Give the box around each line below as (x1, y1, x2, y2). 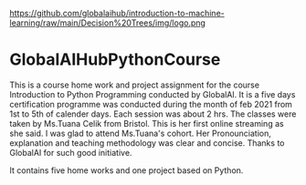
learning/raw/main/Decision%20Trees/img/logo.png (9, 17, 206, 28)
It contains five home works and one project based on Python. (9, 164, 244, 176)
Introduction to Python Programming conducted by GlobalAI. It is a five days (9, 88, 296, 99)
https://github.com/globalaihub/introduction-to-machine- (9, 8, 226, 18)
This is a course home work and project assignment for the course (9, 79, 260, 90)
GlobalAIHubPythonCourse (9, 49, 221, 70)
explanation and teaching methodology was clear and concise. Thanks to (9, 137, 285, 149)
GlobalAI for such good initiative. (9, 147, 132, 158)
